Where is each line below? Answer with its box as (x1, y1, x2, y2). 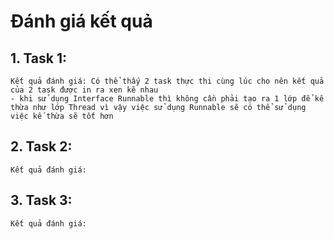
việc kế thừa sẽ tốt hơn (10, 111, 114, 121)
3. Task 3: (10, 192, 73, 209)
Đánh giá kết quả (10, 10, 153, 33)
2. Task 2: (10, 138, 73, 155)
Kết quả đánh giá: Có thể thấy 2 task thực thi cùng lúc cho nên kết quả (10, 76, 325, 86)
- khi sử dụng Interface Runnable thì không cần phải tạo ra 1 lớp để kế (10, 94, 325, 104)
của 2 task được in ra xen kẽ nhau (10, 85, 159, 95)
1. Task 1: (10, 50, 68, 67)
